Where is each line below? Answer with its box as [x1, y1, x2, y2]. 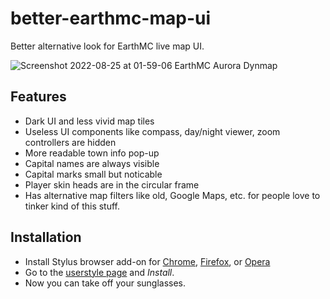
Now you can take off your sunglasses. [24, 277, 187, 289]
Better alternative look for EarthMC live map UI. [10, 40, 205, 52]
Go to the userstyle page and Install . [24, 266, 175, 278]
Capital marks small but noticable [24, 168, 163, 180]
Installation [10, 229, 82, 246]
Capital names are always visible [24, 157, 160, 169]
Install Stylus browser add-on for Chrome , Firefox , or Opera [24, 255, 271, 267]
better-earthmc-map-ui [10, 7, 212, 30]
